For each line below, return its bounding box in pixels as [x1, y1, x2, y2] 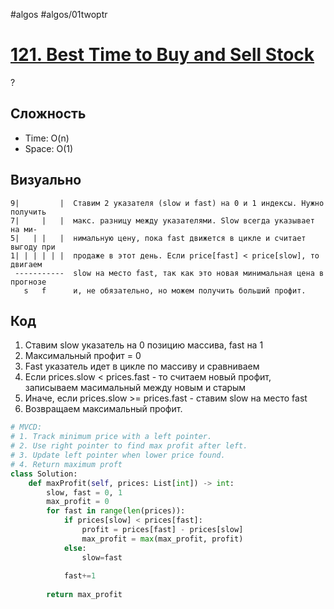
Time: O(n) [24, 132, 70, 144]
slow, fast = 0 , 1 [46, 487, 123, 498]
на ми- [10, 224, 38, 234]
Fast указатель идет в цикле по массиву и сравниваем [24, 360, 260, 373]
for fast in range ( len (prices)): [46, 506, 186, 516]
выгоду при [10, 242, 56, 252]
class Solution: [10, 469, 78, 479]
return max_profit [46, 590, 123, 600]
